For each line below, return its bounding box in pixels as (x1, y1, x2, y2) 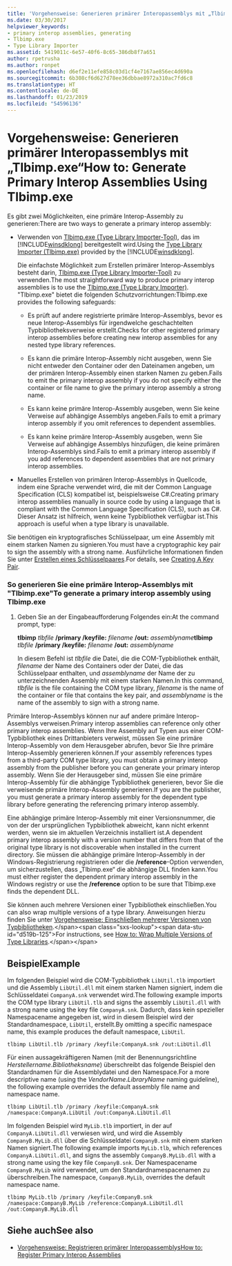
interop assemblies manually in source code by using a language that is (17, 497, 221, 506)
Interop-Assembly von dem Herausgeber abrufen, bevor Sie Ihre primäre (7, 741, 214, 750)
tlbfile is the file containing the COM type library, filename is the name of (17, 684, 224, 692)
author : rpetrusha (7, 55, 60, 62)
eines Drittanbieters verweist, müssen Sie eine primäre (47, 734, 203, 742)
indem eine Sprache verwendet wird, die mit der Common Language (17, 482, 212, 491)
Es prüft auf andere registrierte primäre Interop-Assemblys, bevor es (27, 311, 223, 319)
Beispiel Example (7, 958, 81, 969)
